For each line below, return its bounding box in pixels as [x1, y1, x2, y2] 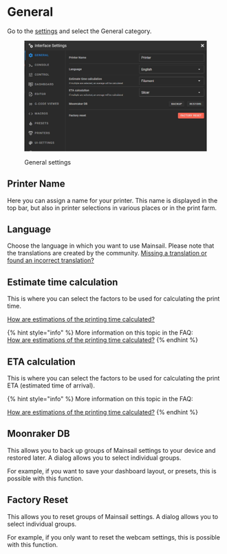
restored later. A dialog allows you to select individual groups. [7, 454, 182, 462]
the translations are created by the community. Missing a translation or [7, 249, 208, 257]
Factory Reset [7, 494, 69, 506]
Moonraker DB [7, 428, 70, 440]
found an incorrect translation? [7, 256, 94, 265]
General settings [24, 158, 71, 166]
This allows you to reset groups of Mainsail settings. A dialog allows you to [7, 512, 219, 520]
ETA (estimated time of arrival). [7, 381, 95, 390]
